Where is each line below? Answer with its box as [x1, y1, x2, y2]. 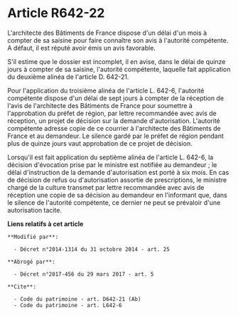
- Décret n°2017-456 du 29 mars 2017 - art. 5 [13, 270, 154, 278]
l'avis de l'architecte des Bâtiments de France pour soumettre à [7, 101, 193, 110]
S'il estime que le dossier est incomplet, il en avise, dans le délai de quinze [7, 57, 226, 65]
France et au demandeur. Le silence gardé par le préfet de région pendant [7, 132, 224, 140]
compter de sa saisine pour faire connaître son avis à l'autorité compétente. [7, 36, 229, 44]
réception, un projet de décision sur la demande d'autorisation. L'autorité [7, 116, 220, 125]
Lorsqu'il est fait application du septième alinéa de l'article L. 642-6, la [7, 153, 214, 161]
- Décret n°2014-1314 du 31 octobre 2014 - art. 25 [13, 245, 171, 253]
